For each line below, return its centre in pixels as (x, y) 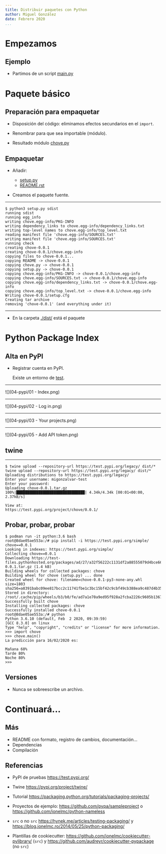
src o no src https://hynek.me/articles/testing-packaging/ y (73, 821)
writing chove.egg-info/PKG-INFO (40, 222)
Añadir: (20, 171)
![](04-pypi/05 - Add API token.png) (42, 435)
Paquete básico (38, 93)
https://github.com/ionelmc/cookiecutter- (108, 836)
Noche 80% (15, 658)
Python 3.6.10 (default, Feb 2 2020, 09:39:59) (56, 619)
